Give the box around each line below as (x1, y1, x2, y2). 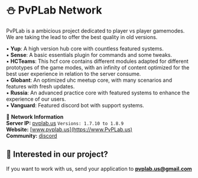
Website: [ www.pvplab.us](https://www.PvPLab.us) (6, 126, 133, 133)
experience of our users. (6, 95, 66, 103)
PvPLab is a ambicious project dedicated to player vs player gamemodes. (6, 27, 185, 34)
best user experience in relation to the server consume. (6, 70, 141, 77)
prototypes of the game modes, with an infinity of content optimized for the (6, 63, 190, 71)
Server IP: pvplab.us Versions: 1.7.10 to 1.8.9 (6, 119, 124, 126)
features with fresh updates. (6, 82, 75, 90)
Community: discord (6, 132, 57, 139)
